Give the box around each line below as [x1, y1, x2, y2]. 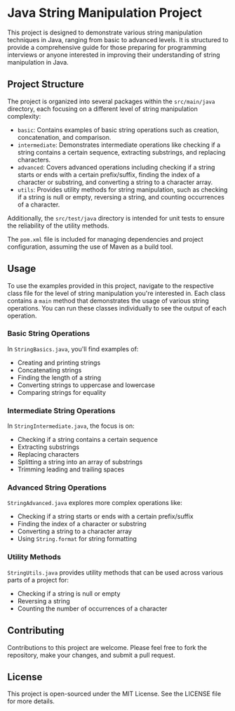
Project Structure [7, 79, 84, 91]
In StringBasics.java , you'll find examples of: [7, 344, 139, 353]
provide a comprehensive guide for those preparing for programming [7, 43, 207, 51]
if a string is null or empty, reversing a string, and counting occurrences [17, 193, 224, 201]
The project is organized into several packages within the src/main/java [7, 97, 215, 105]
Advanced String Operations [7, 483, 107, 493]
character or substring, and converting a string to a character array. [17, 178, 213, 186]
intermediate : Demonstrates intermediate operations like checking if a [17, 141, 221, 149]
